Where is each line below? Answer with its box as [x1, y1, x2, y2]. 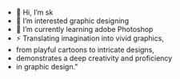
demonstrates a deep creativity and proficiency [15, 53, 173, 63]
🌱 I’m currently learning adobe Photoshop [15, 25, 154, 34]
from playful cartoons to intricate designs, [15, 45, 154, 54]
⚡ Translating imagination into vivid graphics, [15, 34, 164, 43]
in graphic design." [15, 62, 78, 71]
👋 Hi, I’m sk [15, 8, 54, 17]
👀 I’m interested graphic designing [15, 16, 130, 26]
